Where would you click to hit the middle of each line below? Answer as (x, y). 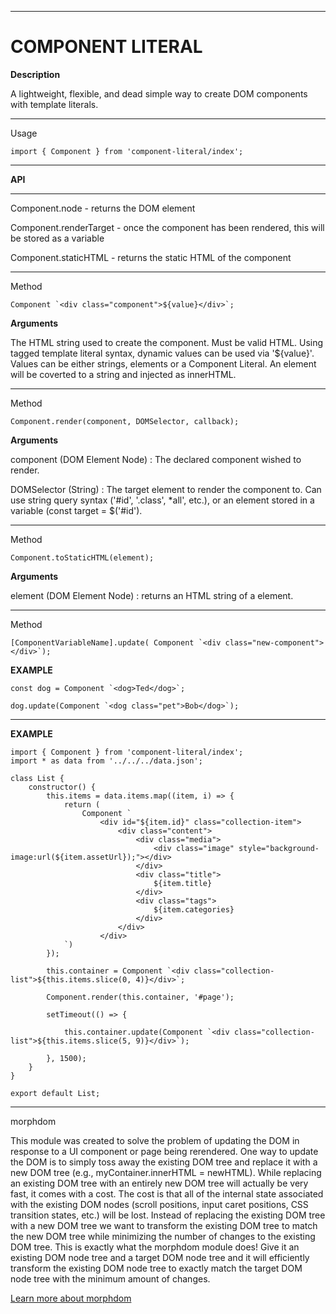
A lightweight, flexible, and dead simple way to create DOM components (159, 93)
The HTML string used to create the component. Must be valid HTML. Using (167, 342)
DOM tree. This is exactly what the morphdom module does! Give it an (155, 1247)
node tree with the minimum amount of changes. (110, 1278)
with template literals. (54, 104)
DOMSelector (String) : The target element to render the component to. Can (166, 489)
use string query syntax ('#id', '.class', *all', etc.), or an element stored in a (162, 500)
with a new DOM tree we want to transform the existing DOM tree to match (164, 1225)
